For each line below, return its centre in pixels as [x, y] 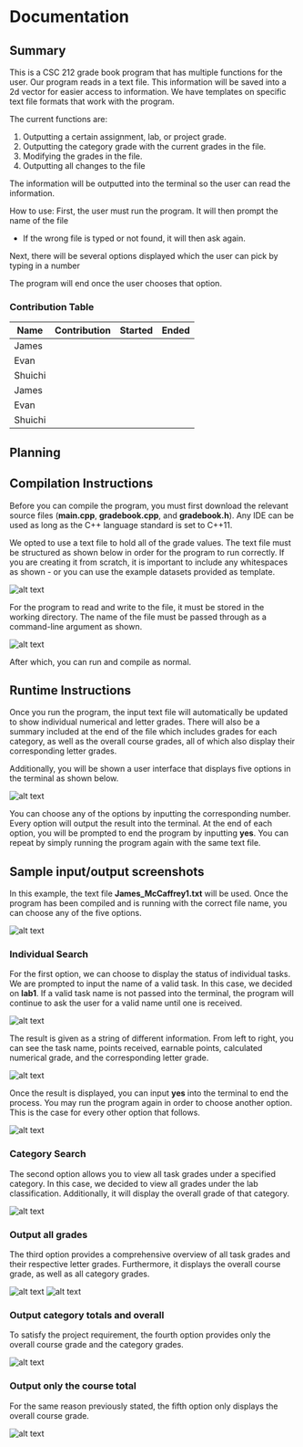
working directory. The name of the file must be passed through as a [138, 617]
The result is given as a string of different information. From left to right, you [151, 1038]
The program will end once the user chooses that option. [116, 283]
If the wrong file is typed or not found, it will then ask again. [134, 238]
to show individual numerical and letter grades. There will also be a [135, 722]
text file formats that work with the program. [92, 101]
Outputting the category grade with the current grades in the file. [144, 146]
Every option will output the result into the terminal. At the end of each [141, 824]
